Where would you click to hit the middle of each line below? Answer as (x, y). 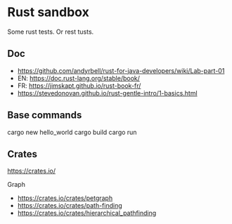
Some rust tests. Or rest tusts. (51, 32)
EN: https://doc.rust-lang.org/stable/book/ (79, 78)
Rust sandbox (48, 12)
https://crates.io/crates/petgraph (65, 198)
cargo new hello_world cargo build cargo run (72, 132)
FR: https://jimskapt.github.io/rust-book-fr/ (79, 86)
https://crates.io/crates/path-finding (70, 206)
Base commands (45, 116)
